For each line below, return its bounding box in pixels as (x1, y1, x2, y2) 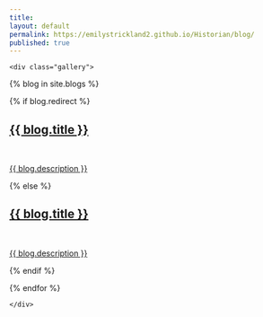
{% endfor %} (9, 282, 61, 293)
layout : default (9, 22, 70, 31)
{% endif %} (9, 265, 56, 276)
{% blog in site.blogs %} (9, 78, 100, 90)
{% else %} (9, 181, 52, 191)
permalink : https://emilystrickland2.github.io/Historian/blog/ (9, 30, 255, 39)
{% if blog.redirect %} (9, 96, 91, 107)
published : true (9, 38, 70, 48)
